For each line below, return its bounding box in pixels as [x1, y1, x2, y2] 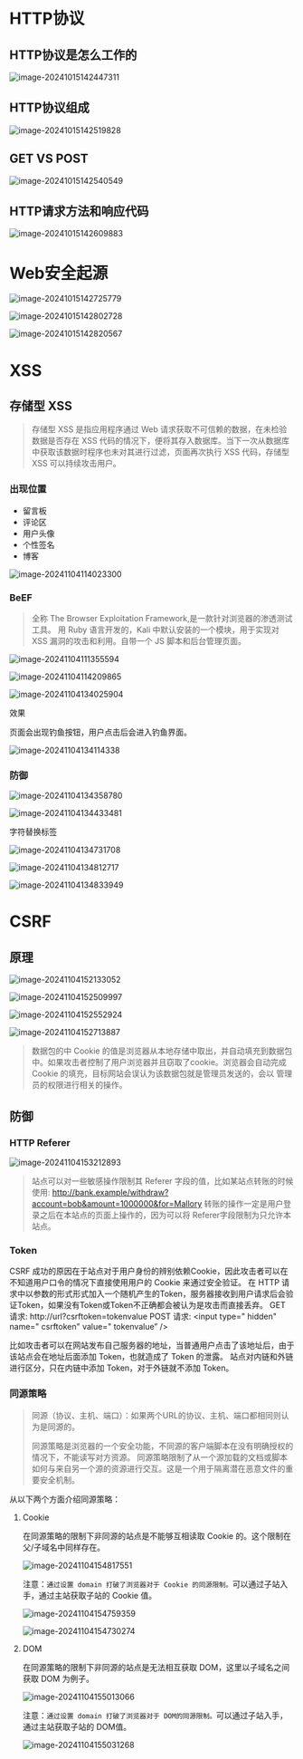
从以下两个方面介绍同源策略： [9, 1494, 120, 1504]
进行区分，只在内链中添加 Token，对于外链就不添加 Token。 [9, 1362, 234, 1373]
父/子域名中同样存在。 [22, 1542, 106, 1552]
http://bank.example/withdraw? [52, 1187, 169, 1197]
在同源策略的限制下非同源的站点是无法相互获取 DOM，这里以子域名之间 [22, 1661, 290, 1672]
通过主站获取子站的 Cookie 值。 [38, 1590, 156, 1600]
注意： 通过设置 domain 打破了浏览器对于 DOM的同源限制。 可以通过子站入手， [22, 1709, 288, 1721]
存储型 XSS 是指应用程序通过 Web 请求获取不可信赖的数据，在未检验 [31, 424, 288, 435]
